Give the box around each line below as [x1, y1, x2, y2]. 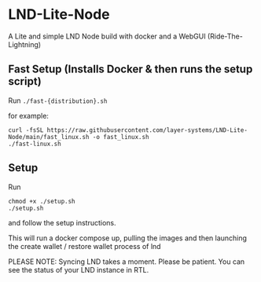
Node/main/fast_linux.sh [8, 133, 90, 141]
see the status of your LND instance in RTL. [8, 265, 149, 274]
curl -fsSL [8, 126, 44, 134]
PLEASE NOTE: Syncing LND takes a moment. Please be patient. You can [8, 257, 245, 266]
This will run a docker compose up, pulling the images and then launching [8, 233, 248, 243]
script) [8, 75, 42, 88]
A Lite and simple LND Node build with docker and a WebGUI [8, 31, 206, 41]
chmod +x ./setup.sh [8, 197, 76, 205]
